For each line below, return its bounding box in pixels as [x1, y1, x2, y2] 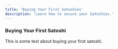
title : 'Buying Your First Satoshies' [5, 7, 84, 12]
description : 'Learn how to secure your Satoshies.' [5, 12, 114, 16]
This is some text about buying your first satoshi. [5, 38, 103, 44]
